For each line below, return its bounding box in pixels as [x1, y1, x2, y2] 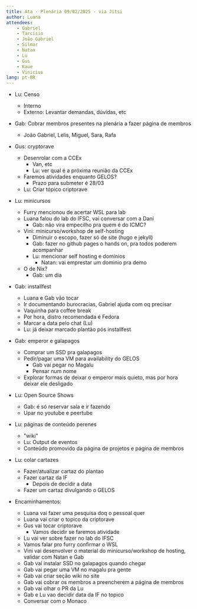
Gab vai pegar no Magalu [32, 361, 94, 368]
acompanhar [32, 247, 64, 254]
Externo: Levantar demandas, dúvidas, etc [23, 109, 127, 116]
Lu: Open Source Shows [14, 391, 74, 399]
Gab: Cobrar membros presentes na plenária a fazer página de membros [14, 120, 192, 127]
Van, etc [32, 161, 53, 168]
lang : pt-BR [6, 74, 35, 80]
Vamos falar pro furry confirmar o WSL [23, 541, 118, 548]
